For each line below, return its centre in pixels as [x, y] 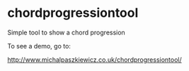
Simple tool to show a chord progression [66, 32]
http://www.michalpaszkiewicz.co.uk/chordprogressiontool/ [94, 59]
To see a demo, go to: [39, 46]
